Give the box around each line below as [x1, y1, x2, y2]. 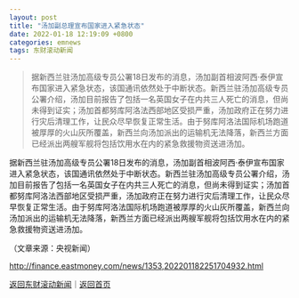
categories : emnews [9, 37, 82, 47]
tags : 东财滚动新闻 [9, 46, 74, 55]
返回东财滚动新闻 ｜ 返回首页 [9, 279, 111, 290]
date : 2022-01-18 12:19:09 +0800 [9, 29, 133, 38]
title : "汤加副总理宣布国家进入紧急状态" [9, 21, 145, 30]
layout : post [9, 12, 58, 22]
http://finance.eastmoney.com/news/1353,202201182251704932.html [9, 261, 264, 271]
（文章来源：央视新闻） [9, 243, 95, 254]
